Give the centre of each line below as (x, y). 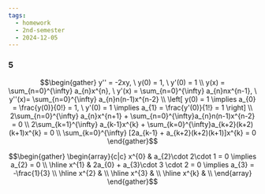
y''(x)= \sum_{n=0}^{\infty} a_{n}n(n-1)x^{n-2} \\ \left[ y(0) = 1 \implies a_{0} (132, 99)
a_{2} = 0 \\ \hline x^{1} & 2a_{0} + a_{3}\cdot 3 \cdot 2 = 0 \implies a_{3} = (132, 164)
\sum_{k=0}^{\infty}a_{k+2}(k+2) (200, 124)
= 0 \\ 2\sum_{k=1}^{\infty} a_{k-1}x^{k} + (78, 124)
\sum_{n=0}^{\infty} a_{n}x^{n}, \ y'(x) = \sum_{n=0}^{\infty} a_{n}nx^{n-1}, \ (132, 91)
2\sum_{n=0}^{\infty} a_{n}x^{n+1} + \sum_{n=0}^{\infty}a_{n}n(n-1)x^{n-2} (132, 116)
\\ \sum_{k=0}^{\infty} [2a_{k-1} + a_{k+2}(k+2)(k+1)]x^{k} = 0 (156, 132)
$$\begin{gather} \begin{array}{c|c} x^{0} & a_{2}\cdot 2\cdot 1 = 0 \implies (132, 156)
